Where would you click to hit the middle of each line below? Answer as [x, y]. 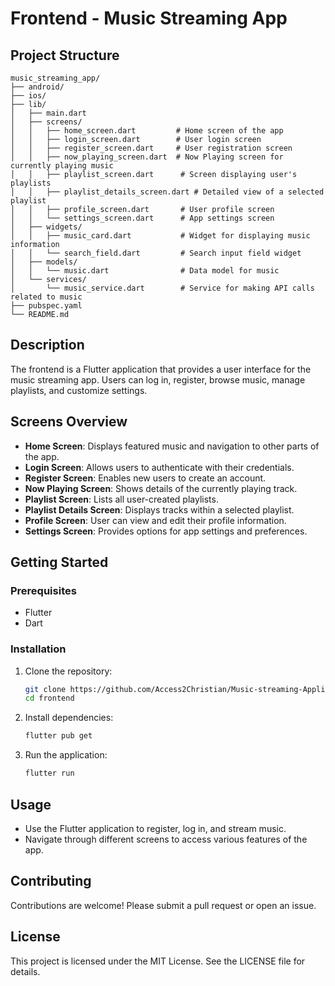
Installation [38, 649]
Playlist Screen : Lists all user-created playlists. [121, 499]
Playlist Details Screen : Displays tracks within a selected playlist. [159, 509]
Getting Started [59, 562]
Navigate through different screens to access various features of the [166, 839]
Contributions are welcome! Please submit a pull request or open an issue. [163, 905]
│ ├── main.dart [48, 113]
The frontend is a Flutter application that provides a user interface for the [161, 369]
